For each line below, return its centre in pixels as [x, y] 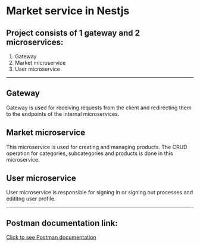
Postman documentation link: [62, 223]
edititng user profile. [31, 199]
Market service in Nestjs [68, 11]
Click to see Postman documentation [51, 237]
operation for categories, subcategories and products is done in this [90, 153]
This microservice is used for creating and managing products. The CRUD [97, 147]
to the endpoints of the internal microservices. [63, 113]
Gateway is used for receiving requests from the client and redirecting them [99, 108]
